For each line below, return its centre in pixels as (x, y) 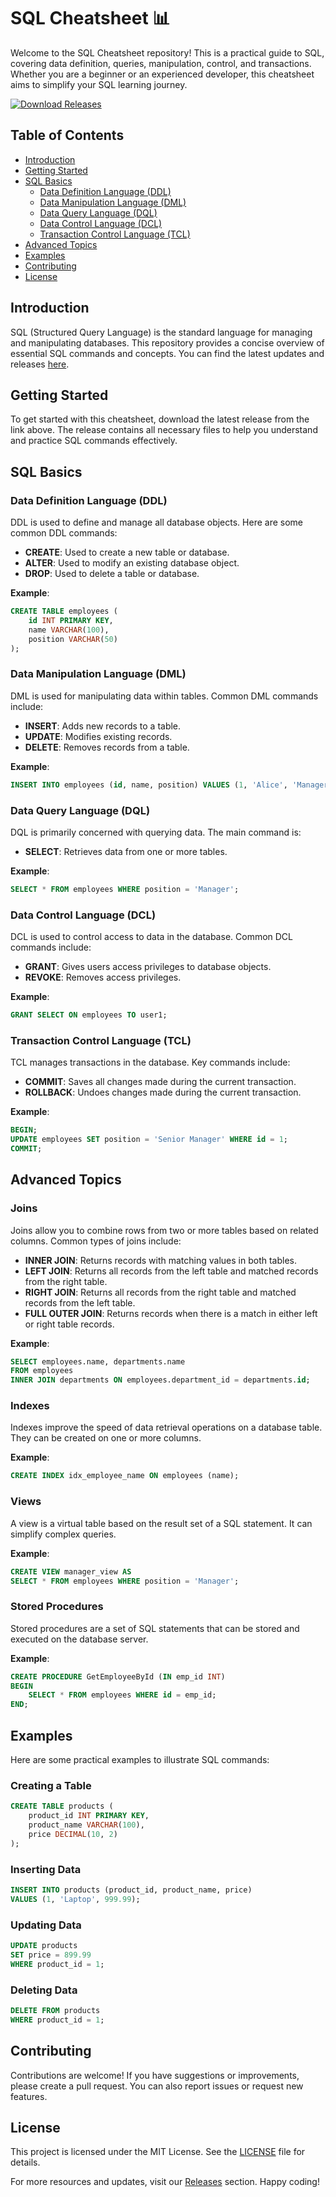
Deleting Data (44, 1990)
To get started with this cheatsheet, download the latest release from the (160, 419)
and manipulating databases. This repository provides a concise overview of (167, 342)
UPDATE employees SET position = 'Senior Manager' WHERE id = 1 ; (149, 1140)
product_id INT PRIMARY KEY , (89, 1816)
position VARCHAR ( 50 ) (73, 639)
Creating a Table (51, 1785)
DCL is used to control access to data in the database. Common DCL (152, 937)
